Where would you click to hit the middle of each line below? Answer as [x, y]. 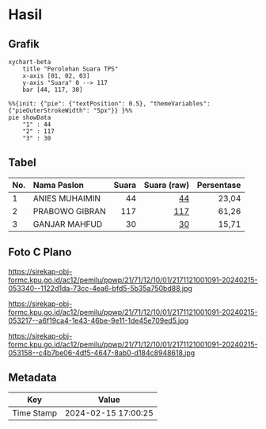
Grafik [24, 44]
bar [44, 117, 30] [53, 90]
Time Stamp [35, 413]
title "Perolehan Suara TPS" [70, 69]
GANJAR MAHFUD [68, 224]
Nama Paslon [59, 185]
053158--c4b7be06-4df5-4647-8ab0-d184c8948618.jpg [102, 352]
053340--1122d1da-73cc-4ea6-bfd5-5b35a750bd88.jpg [100, 288]
